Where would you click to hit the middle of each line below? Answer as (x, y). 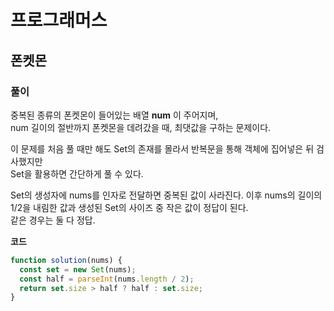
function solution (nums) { (66, 260)
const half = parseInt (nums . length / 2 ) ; (107, 279)
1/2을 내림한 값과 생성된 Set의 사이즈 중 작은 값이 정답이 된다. (129, 207)
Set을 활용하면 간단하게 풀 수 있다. (77, 173)
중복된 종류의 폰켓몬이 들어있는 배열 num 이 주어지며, (114, 115)
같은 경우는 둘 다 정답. (53, 220)
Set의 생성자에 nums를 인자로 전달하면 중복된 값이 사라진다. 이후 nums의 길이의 (166, 195)
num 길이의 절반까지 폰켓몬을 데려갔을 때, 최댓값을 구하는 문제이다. (141, 127)
